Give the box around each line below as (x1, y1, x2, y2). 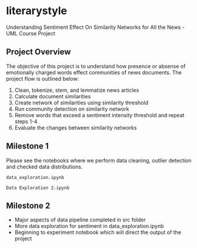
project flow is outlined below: (6, 75, 79, 82)
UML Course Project (6, 29, 56, 37)
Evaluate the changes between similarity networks (14, 124, 137, 131)
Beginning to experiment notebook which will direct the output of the (14, 229, 181, 236)
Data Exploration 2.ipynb (6, 184, 69, 191)
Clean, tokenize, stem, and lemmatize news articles (14, 87, 139, 94)
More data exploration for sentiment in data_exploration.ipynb (14, 223, 164, 230)
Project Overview (6, 47, 71, 57)
